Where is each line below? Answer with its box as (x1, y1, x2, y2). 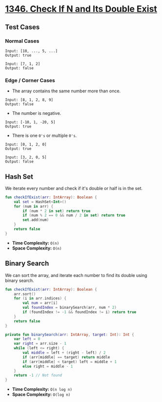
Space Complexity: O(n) (12, 245, 62, 251)
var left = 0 (14, 337, 40, 341)
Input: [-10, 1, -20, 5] (5, 120, 56, 125)
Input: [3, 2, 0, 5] (5, 155, 47, 160)
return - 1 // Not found (14, 373, 62, 378)
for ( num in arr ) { (14, 204, 54, 209)
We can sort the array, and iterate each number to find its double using (5, 272, 147, 278)
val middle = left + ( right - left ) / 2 (22, 350, 106, 355)
